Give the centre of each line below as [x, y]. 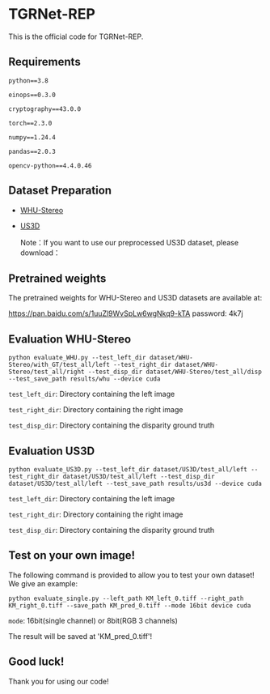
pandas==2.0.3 [32, 151]
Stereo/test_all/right [46, 372]
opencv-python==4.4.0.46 [50, 166]
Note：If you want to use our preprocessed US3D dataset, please [129, 242]
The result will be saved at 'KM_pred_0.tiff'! [80, 636]
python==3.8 [28, 81]
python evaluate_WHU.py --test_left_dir [78, 358]
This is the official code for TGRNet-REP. [76, 36]
